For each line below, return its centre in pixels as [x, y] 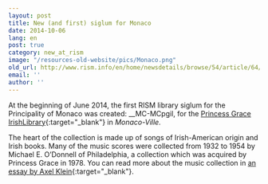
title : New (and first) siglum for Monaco [80, 23]
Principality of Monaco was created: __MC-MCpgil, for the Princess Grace [130, 113]
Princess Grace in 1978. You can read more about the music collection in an [132, 162]
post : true [26, 45]
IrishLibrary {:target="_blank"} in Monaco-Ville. [85, 122]
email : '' [25, 75]
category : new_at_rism [46, 53]
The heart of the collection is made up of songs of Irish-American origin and [133, 137]
